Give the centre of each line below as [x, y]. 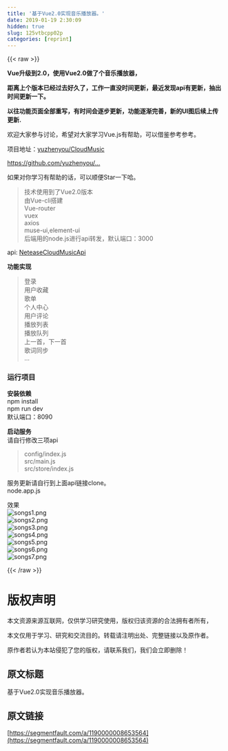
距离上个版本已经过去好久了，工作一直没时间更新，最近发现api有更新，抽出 [114, 88]
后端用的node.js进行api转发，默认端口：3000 [89, 238]
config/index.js [45, 454]
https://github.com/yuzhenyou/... [54, 163]
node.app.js [24, 491]
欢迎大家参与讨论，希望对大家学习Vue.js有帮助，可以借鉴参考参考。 [103, 135]
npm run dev [25, 409]
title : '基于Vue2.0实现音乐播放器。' [56, 13]
